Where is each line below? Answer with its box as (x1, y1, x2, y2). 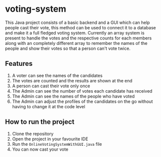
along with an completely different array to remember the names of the (5, 40, 148, 46)
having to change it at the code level (12, 103, 85, 109)
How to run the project (5, 118, 75, 126)
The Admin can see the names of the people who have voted (12, 93, 135, 99)
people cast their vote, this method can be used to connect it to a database (5, 24, 156, 30)
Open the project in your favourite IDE (12, 136, 89, 142)
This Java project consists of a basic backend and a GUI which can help (5, 20, 150, 25)
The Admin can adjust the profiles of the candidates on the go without (12, 98, 153, 104)
